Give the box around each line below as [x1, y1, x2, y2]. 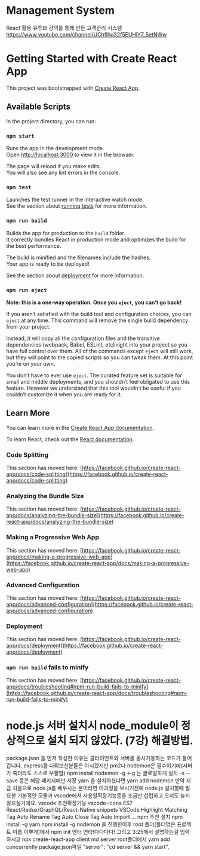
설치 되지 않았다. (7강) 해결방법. [47, 734, 193, 747]
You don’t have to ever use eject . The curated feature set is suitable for [6, 372, 182, 379]
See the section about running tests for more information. [6, 202, 147, 210]
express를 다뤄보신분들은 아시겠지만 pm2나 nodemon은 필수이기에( [23, 762, 183, 769]
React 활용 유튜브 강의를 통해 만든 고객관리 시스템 [6, 24, 122, 31]
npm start [6, 132, 35, 139]
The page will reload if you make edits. [6, 162, 101, 169]
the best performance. [6, 242, 61, 249]
